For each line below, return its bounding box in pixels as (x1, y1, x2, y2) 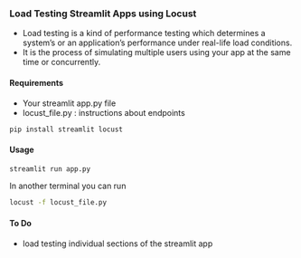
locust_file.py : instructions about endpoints (22, 107, 185, 118)
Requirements (9, 77, 64, 88)
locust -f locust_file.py (9, 198, 107, 207)
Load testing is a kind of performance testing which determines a (22, 28, 266, 39)
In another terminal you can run (9, 180, 127, 192)
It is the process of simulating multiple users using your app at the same (22, 47, 291, 58)
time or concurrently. (22, 57, 101, 68)
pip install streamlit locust (9, 125, 124, 134)
